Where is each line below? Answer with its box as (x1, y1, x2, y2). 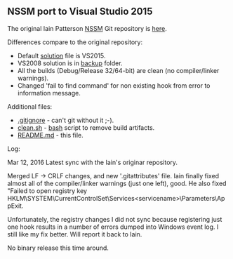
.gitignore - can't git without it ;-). (17, 116, 114, 124)
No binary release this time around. (7, 244, 109, 252)
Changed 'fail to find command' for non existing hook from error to (17, 81, 211, 90)
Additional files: (7, 102, 53, 111)
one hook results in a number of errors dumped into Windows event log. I (7, 223, 219, 231)
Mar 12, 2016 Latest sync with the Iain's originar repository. (7, 158, 178, 166)
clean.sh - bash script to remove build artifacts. (17, 123, 155, 132)
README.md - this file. (17, 131, 84, 139)
